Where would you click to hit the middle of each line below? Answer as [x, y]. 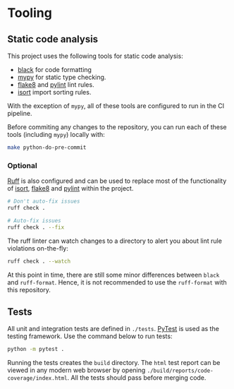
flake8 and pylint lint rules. [56, 85]
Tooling [30, 13]
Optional [22, 165]
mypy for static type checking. [62, 77]
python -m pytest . [36, 349]
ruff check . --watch [39, 261]
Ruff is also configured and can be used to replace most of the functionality [117, 181]
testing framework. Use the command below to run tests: [90, 336]
